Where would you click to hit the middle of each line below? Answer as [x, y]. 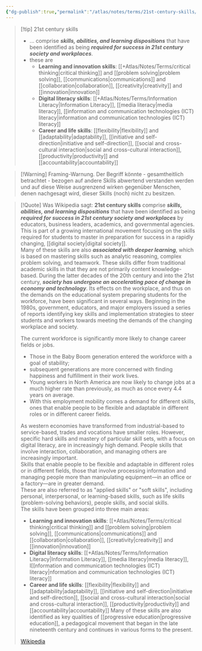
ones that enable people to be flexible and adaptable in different [109, 407]
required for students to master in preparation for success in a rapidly [107, 237]
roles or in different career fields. [70, 414]
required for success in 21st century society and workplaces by [102, 218]
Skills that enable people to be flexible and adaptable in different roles [107, 464]
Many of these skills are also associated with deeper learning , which [107, 250]
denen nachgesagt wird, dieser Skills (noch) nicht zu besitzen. [98, 193]
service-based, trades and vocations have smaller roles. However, [103, 432]
